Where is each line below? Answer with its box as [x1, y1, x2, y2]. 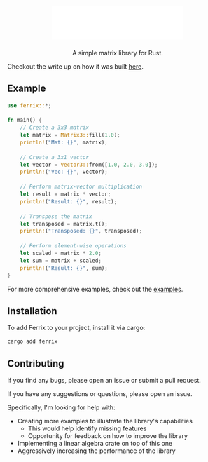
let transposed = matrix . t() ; [20, 220, 109, 227]
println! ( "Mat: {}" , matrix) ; [20, 139, 109, 146]
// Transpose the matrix [20, 212, 92, 220]
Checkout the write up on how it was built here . [7, 62, 144, 71]
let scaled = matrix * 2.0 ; [20, 250, 102, 257]
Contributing [7, 358, 64, 369]
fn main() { [7, 117, 42, 124]
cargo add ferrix [7, 338, 58, 345]
